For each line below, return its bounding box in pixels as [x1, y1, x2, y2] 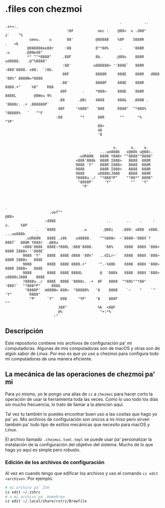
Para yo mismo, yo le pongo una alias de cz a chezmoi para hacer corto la [5, 391, 153, 397]
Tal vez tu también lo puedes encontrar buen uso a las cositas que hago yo [5, 411, 158, 417]
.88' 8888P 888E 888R [60, 80, 144, 85]
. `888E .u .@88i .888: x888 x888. [36, 227, 160, 232]
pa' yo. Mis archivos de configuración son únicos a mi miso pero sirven [5, 416, 150, 422]
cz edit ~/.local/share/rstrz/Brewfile [5, 499, 87, 504]
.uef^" [49, 210, 63, 215]
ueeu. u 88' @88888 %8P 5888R [29, 37, 144, 42]
